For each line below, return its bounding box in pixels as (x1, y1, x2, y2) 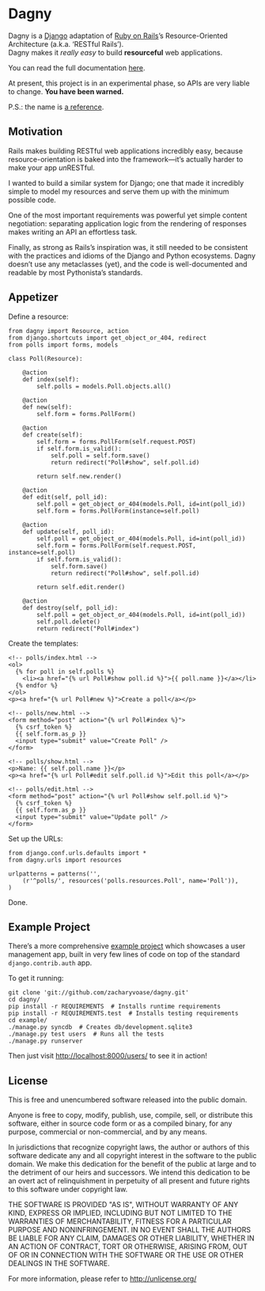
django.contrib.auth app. (8, 958, 93, 967)
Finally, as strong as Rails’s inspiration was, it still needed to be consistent (8, 242, 248, 252)
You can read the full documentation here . (8, 62, 146, 72)
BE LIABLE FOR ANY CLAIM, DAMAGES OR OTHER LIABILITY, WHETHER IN (8, 1233, 255, 1243)
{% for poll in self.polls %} (15, 668, 115, 676)
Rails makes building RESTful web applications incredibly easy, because (8, 146, 244, 155)
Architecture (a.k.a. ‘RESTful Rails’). (8, 39, 124, 48)
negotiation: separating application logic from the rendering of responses (8, 218, 247, 228)
